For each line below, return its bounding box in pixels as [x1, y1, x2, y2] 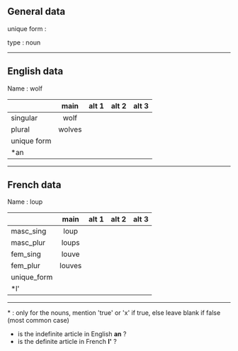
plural [11, 124, 30, 134]
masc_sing [11, 226, 47, 236]
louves [59, 261, 82, 271]
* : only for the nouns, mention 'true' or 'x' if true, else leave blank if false [7, 309, 221, 317]
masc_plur [11, 238, 46, 248]
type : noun [7, 38, 41, 47]
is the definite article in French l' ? [17, 338, 117, 346]
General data [7, 6, 66, 18]
